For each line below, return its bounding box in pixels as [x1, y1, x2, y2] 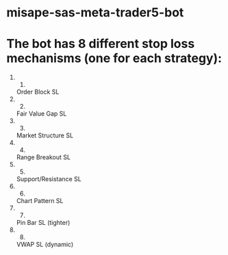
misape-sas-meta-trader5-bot [6, 5, 184, 21]
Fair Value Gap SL [16, 109, 67, 118]
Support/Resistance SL [16, 175, 81, 183]
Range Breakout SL [16, 153, 71, 161]
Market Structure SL [16, 131, 73, 139]
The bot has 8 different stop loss [6, 36, 195, 52]
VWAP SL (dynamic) [16, 241, 74, 249]
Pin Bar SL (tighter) [16, 219, 71, 227]
